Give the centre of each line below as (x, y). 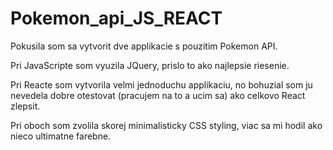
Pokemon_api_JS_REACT (116, 18)
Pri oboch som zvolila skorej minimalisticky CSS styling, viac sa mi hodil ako (166, 125)
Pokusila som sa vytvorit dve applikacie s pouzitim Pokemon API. (144, 46)
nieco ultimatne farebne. (61, 136)
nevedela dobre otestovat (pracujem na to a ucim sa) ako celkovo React (158, 95)
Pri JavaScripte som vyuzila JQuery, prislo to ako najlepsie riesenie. (150, 65)
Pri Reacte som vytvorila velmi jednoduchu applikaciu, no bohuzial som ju (161, 84)
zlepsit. (25, 106)
